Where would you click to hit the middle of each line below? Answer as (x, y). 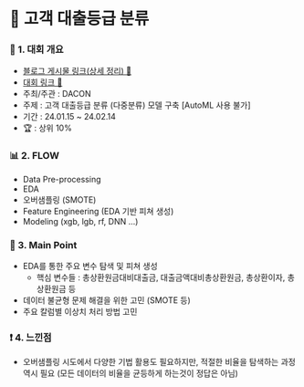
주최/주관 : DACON (57, 94)
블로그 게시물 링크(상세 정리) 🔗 (77, 71)
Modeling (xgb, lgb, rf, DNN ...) (80, 221)
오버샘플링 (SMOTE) (59, 199)
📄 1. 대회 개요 (37, 49)
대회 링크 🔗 (42, 82)
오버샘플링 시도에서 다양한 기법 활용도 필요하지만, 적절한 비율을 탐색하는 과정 (159, 362)
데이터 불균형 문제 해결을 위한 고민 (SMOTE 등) (107, 300)
